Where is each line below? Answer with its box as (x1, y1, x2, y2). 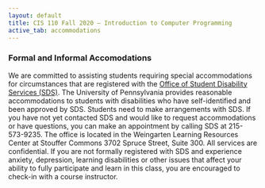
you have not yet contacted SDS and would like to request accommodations (8, 113, 256, 122)
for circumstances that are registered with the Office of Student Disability (8, 79, 248, 88)
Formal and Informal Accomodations (8, 52, 152, 63)
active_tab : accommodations (8, 26, 102, 34)
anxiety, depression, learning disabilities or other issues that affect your (8, 155, 242, 164)
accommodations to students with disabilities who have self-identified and (8, 96, 252, 106)
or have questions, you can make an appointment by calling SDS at (8, 121, 228, 131)
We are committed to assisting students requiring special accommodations (8, 71, 252, 80)
